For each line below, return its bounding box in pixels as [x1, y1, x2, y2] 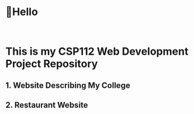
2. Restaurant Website [5, 100, 88, 110]
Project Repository [5, 58, 98, 70]
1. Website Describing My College [5, 80, 131, 90]
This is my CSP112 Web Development [5, 45, 189, 58]
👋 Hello [5, 5, 39, 19]
